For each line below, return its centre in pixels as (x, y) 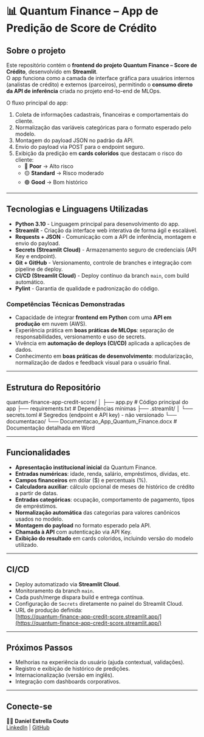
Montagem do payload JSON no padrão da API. (75, 140)
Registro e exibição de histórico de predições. (73, 669)
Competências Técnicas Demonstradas (66, 304)
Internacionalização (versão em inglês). (64, 675)
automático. (30, 282)
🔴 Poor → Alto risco (49, 166)
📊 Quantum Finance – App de (83, 11)
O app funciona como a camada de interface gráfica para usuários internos (100, 78)
